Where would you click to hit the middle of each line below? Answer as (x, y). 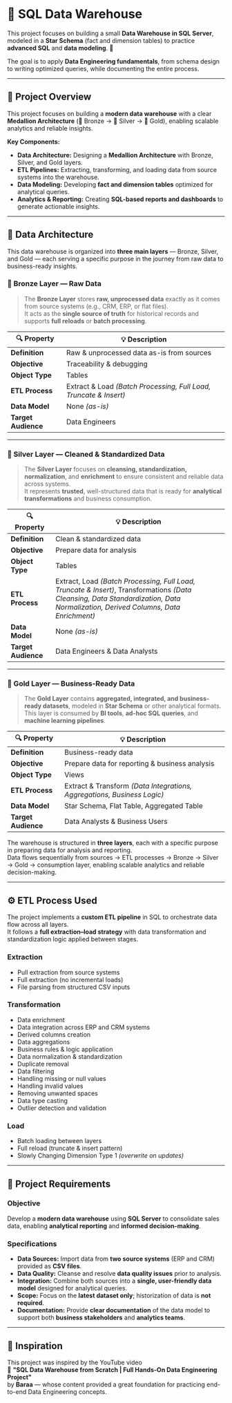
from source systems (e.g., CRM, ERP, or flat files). (96, 306)
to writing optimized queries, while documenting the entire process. (103, 68)
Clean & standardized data (98, 539)
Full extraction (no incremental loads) (70, 979)
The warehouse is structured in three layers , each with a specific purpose (113, 843)
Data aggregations (43, 1042)
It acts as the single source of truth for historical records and (111, 313)
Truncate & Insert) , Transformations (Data (123, 590)
